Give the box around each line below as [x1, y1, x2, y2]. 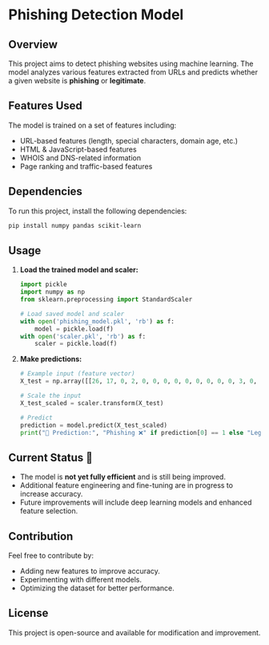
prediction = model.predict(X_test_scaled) [19, 421, 168, 429]
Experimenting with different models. [19, 575, 143, 585]
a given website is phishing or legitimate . [8, 76, 147, 85]
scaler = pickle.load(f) [34, 339, 118, 348]
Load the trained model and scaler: [19, 265, 139, 274]
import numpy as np [19, 288, 86, 296]
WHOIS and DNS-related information [19, 152, 142, 162]
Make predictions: [19, 355, 82, 364]
